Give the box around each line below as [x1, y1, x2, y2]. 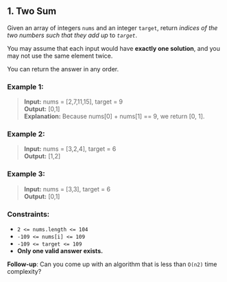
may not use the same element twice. [7, 51, 113, 60]
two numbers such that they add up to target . [7, 31, 138, 39]
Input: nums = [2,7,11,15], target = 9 [23, 97, 123, 106]
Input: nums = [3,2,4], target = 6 [23, 145, 117, 153]
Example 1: [7, 82, 44, 91]
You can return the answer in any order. [7, 64, 119, 73]
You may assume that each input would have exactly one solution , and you [7, 44, 221, 52]
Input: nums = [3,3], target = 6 [23, 185, 111, 193]
